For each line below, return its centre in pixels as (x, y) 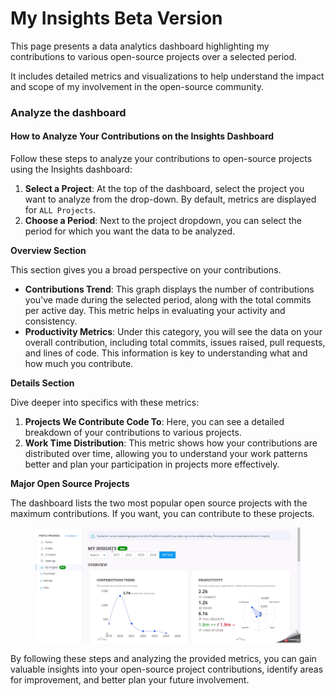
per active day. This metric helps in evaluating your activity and (155, 311)
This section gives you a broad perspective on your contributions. (146, 270)
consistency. (51, 321)
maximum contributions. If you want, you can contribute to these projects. (162, 514)
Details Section (42, 383)
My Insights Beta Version (116, 18)
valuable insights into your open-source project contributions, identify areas (167, 669)
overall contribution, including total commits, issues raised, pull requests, (175, 343)
